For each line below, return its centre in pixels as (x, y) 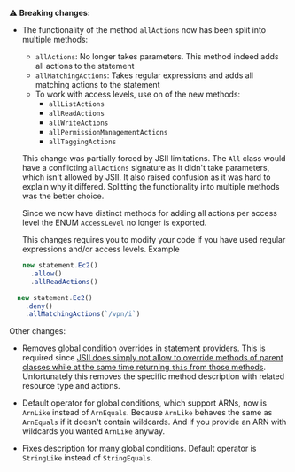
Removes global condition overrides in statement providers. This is (144, 348)
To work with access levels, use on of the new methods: (138, 94)
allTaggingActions (82, 142)
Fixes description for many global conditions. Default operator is (139, 449)
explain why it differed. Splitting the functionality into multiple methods (151, 186)
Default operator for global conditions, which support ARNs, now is (144, 403)
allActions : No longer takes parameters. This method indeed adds (157, 56)
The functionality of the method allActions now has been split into (144, 30)
